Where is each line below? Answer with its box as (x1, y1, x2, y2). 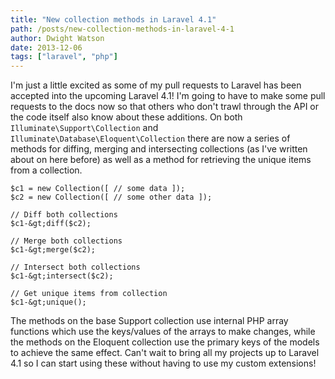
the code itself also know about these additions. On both (10, 111, 243, 123)
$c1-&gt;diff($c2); (10, 219, 92, 229)
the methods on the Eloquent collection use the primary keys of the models (10, 336, 320, 348)
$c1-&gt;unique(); (10, 297, 87, 308)
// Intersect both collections (10, 262, 141, 273)
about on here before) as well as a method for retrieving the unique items (10, 154, 312, 166)
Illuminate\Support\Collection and (10, 122, 159, 134)
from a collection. (10, 164, 83, 176)
